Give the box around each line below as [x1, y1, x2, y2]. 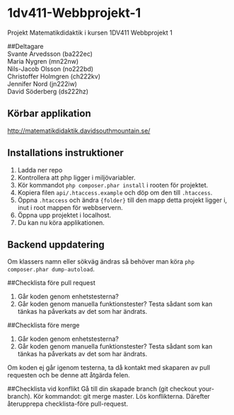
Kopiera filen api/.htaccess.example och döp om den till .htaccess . [17, 188, 213, 197]
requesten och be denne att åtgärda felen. [7, 371, 130, 380]
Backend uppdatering [7, 238, 105, 250]
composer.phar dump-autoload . [7, 265, 95, 274]
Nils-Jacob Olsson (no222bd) [7, 64, 94, 73]
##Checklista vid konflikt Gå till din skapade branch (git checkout [7, 385, 197, 393]
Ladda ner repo [17, 165, 63, 174]
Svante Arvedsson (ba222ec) [7, 49, 93, 58]
